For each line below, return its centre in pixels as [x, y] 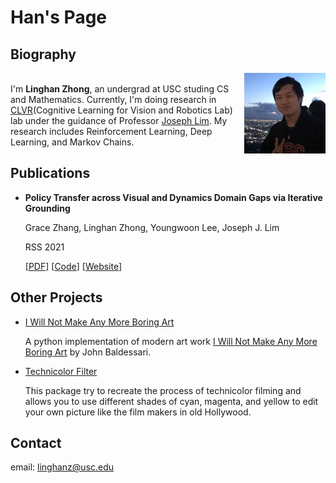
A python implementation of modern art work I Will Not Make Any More [171, 341]
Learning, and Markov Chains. [72, 142]
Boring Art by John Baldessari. [88, 352]
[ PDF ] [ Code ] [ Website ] [73, 266]
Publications [50, 173]
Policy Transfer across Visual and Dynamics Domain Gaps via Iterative [173, 197]
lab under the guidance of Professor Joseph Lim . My [119, 120]
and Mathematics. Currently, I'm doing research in [113, 99]
